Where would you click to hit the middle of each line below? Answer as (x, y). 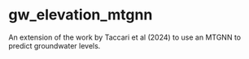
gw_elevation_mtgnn (81, 15)
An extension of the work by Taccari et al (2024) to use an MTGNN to (125, 37)
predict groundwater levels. (55, 45)
